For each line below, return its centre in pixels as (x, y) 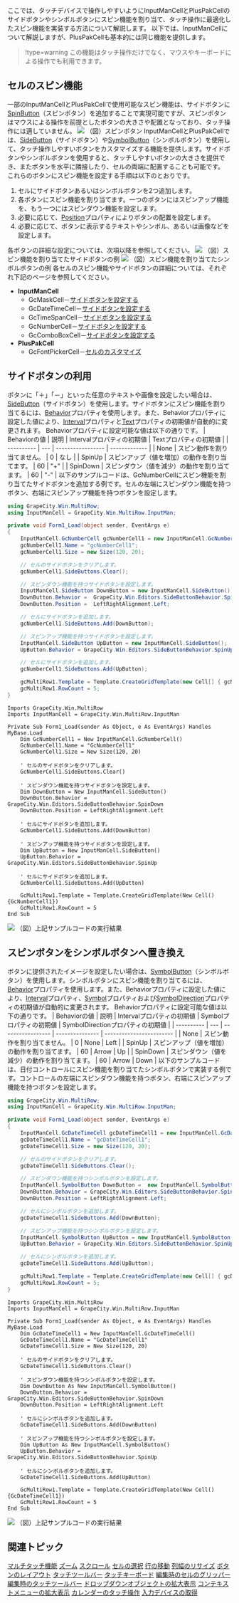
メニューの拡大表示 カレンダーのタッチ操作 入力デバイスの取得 (105, 1592)
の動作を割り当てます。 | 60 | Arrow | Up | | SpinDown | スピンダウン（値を (117, 1051)
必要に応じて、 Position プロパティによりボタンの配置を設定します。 (116, 217)
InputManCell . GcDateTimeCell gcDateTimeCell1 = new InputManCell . (121, 1133)
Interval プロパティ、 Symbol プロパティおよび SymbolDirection (115, 998)
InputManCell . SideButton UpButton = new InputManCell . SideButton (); (124, 643)
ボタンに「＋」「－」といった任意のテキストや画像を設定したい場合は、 (112, 394)
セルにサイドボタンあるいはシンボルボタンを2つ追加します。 (106, 190)
